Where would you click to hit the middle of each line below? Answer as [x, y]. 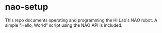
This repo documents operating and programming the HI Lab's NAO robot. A [81, 20]
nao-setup [27, 7]
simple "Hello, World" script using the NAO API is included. [64, 25]
